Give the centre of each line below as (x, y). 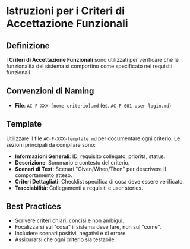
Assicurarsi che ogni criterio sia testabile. (65, 239)
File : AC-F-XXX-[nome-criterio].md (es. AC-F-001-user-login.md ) (93, 105)
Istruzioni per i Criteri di (66, 11)
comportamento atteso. (43, 175)
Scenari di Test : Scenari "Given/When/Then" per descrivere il (90, 169)
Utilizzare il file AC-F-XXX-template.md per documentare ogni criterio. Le (93, 138)
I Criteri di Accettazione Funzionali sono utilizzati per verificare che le (93, 60)
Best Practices (34, 207)
